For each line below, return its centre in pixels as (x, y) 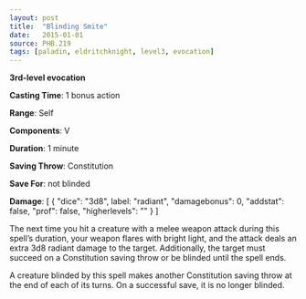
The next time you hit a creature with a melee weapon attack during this (145, 229)
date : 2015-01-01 (47, 35)
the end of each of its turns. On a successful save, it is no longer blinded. (147, 285)
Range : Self (32, 113)
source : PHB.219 (40, 43)
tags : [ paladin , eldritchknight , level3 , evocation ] (112, 52)
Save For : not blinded (50, 184)
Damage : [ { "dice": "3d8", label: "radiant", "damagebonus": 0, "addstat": (147, 201)
